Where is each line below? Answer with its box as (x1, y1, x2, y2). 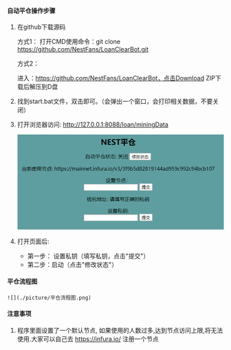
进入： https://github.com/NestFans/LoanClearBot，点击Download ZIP (16, 74, 215, 83)
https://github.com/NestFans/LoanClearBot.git (16, 45, 149, 54)
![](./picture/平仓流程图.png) (7, 294, 91, 301)
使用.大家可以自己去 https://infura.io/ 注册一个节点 (16, 335, 159, 343)
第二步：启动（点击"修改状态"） (27, 260, 118, 268)
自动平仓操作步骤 (7, 6, 56, 14)
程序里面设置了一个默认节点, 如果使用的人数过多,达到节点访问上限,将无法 (16, 327, 223, 335)
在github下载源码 (16, 23, 66, 31)
